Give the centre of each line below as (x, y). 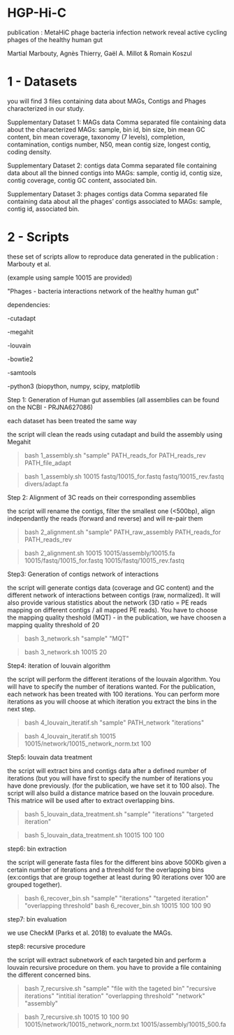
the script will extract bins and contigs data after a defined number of (107, 770)
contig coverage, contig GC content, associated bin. (82, 180)
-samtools (22, 372)
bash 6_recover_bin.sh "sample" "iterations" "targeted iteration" (116, 898)
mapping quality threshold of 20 (53, 624)
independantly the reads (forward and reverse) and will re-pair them (105, 518)
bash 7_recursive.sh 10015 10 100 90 (76, 1017)
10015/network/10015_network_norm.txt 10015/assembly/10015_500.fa (125, 1024)
